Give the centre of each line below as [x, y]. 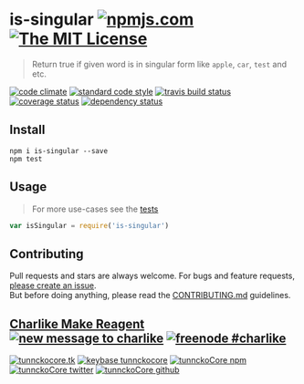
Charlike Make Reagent [77, 324]
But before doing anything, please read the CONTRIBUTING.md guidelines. [150, 296]
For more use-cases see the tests [95, 209]
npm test [26, 159]
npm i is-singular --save [58, 150]
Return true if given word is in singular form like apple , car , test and [159, 64]
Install [27, 130]
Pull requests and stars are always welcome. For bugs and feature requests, [152, 276]
